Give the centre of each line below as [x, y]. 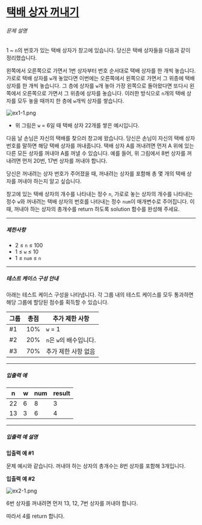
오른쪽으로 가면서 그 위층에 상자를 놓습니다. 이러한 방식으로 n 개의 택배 [103, 94]
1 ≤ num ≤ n [28, 258]
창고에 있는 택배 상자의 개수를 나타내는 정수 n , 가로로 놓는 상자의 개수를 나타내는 [100, 194]
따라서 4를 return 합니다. [35, 516]
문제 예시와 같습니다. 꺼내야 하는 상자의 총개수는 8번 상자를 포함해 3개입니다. [96, 466]
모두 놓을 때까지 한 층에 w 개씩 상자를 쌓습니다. [71, 101]
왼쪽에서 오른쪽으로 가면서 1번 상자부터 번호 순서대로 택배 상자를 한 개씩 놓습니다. [101, 71]
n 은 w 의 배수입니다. [71, 340]
